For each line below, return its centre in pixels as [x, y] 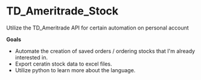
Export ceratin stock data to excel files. [64, 64]
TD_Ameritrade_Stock [62, 11]
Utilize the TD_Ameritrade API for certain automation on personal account [97, 28]
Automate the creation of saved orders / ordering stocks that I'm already [105, 51]
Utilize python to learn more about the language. [75, 70]
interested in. [31, 57]
